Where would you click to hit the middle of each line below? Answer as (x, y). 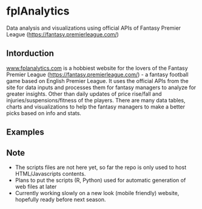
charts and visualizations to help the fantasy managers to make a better (96, 107)
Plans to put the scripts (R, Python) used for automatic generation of (100, 180)
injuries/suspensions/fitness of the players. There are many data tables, (96, 100)
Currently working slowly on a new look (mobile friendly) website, (97, 193)
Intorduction (30, 54)
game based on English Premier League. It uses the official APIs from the (98, 81)
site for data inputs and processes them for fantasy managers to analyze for (101, 87)
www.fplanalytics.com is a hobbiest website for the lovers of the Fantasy (97, 68)
